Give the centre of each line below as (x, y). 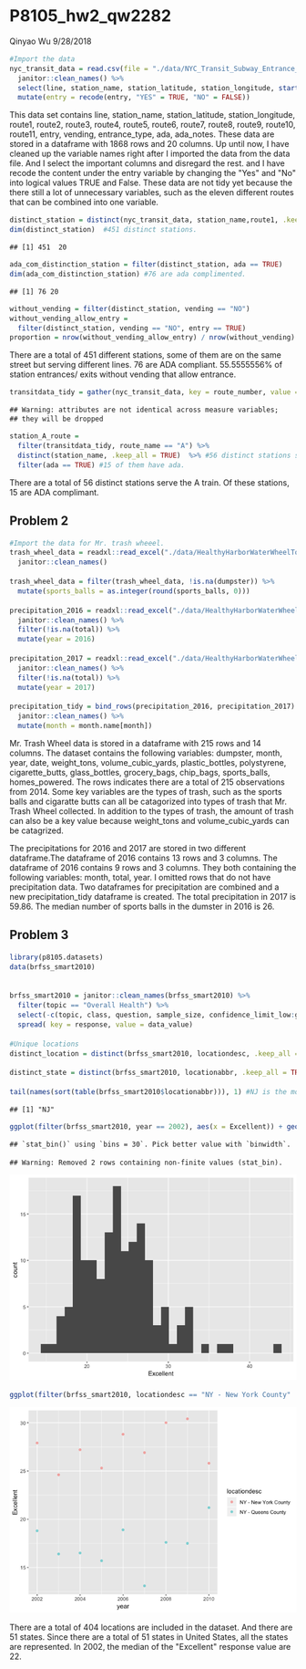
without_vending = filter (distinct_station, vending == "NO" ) (130, 308)
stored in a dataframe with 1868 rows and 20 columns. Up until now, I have (149, 144)
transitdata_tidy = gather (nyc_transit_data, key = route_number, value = (154, 392)
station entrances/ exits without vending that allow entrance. (123, 374)
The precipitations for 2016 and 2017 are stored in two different (128, 848)
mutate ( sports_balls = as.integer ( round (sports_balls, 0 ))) (134, 591)
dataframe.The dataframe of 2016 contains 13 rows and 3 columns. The (143, 858)
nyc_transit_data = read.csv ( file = (79, 68)
